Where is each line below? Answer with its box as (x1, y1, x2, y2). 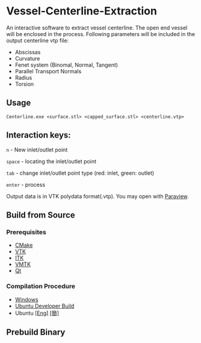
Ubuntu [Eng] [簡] (14, 309, 59, 317)
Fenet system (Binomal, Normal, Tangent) (14, 61, 119, 68)
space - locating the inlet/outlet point (6, 157, 96, 165)
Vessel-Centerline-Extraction (6, 4, 158, 18)
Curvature (14, 55, 40, 62)
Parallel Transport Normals (14, 67, 82, 74)
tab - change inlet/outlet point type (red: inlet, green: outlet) (6, 169, 155, 177)
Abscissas (14, 48, 41, 55)
